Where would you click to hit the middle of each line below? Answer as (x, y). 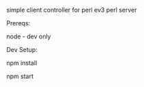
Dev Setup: (22, 50)
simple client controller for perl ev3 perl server (72, 10)
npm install (22, 63)
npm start (20, 76)
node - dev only (29, 36)
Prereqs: (18, 23)
